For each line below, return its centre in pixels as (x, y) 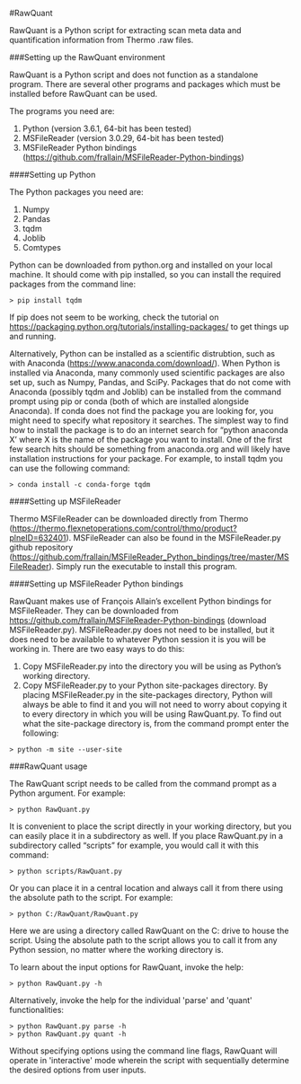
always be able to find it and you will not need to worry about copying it (155, 705)
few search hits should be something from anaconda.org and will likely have (150, 449)
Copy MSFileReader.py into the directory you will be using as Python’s (151, 666)
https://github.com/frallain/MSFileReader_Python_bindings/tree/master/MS (150, 557)
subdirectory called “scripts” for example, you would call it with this (134, 845)
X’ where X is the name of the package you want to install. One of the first (146, 440)
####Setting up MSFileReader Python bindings (97, 584)
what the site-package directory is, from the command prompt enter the (155, 723)
